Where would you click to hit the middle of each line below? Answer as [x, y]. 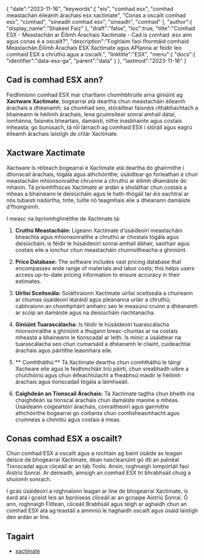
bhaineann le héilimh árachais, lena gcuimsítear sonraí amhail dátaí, [91, 114]
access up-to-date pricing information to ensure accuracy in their [97, 274]
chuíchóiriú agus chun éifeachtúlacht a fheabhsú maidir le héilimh [98, 375]
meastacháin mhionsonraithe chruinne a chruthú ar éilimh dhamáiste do [97, 180]
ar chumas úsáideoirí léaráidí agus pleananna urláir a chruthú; [93, 300]
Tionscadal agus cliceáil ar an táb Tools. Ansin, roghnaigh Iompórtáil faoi [98, 466]
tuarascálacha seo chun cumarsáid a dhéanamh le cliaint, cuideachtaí [103, 344]
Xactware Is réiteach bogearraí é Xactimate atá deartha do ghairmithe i [95, 168]
